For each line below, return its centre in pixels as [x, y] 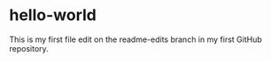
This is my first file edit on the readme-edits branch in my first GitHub [136, 39]
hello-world [53, 15]
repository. [29, 48]
